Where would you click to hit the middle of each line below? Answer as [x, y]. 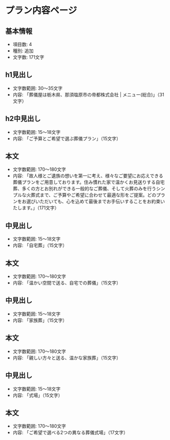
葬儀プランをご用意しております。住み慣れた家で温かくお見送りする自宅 [89, 182]
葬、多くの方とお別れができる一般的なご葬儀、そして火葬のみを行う [84, 189]
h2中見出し [23, 119]
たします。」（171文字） [36, 208]
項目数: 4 [22, 44]
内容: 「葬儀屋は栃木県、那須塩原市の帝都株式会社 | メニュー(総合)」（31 [88, 94]
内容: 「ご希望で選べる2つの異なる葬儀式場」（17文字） [70, 433]
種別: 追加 [23, 51]
